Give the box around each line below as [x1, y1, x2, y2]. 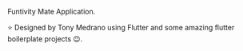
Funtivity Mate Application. [7, 7, 96, 16]
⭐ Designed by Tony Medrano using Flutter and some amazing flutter [7, 23, 235, 32]
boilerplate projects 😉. [7, 34, 83, 43]
